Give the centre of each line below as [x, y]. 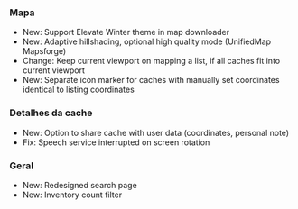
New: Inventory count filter [72, 195]
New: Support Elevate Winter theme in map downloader [126, 32]
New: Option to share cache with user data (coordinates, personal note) [156, 132]
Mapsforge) [44, 51]
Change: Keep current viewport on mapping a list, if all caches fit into [151, 61]
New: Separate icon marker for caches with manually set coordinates [151, 80]
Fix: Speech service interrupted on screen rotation [116, 142]
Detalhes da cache [51, 113]
